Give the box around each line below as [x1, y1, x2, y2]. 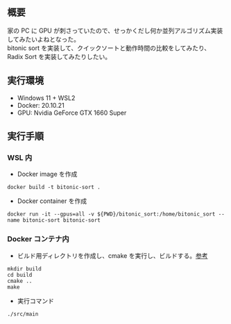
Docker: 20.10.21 [17, 101, 65, 109]
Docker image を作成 [17, 170, 78, 179]
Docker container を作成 [17, 197, 87, 205]
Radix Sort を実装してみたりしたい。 [7, 52, 112, 60]
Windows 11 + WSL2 [17, 93, 76, 102]
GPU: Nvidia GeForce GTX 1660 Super [17, 108, 127, 117]
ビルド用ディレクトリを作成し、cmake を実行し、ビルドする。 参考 [17, 251, 208, 259]
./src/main [7, 310, 39, 318]
